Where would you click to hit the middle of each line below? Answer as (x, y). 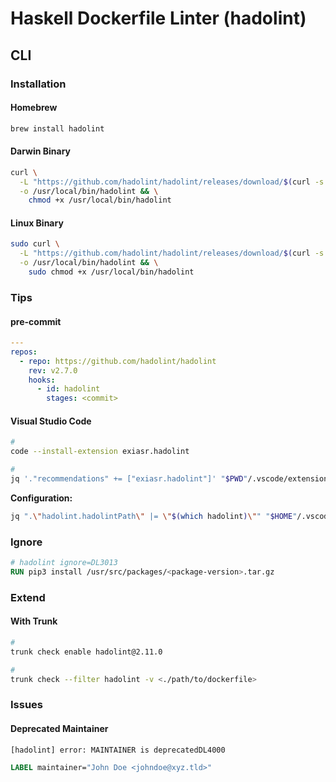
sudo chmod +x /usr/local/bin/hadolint (111, 272)
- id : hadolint (68, 389)
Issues (27, 705)
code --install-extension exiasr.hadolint (100, 452)
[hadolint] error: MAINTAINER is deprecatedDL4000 (118, 750)
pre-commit (36, 321)
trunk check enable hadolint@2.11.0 (86, 652)
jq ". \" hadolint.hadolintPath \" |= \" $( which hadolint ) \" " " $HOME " (154, 516)
